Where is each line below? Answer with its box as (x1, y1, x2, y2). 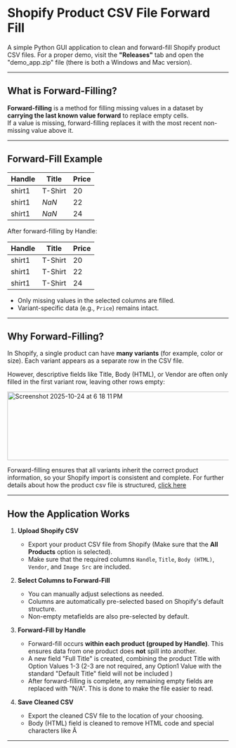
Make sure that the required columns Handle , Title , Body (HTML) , (27, 555, 215, 564)
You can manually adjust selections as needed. (27, 590, 164, 598)
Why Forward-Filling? (7, 330, 104, 342)
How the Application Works (7, 508, 130, 520)
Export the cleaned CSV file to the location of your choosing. (27, 711, 204, 720)
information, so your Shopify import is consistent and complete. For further (7, 473, 224, 482)
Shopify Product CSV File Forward (7, 5, 211, 21)
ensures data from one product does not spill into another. (27, 647, 197, 655)
